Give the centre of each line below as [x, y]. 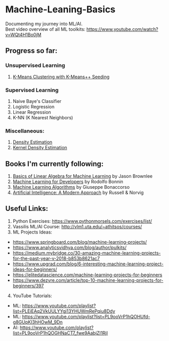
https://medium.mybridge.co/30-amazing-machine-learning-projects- [87, 253]
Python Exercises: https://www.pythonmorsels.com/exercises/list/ [82, 221]
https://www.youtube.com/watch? [122, 29]
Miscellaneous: [25, 131]
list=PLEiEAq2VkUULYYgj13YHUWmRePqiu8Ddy [64, 311]
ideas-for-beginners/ [35, 269]
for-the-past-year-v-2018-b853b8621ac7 [56, 258]
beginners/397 [28, 285]
